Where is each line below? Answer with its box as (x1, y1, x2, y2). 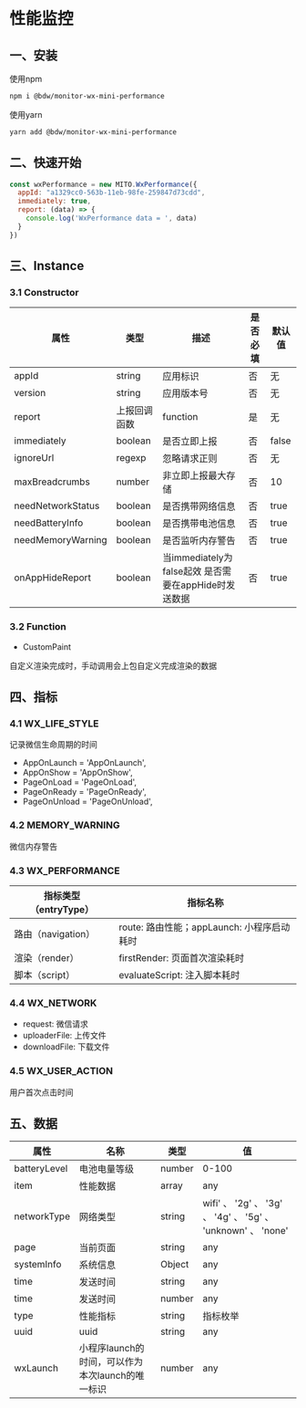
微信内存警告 (9, 840, 57, 851)
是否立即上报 (162, 435, 218, 448)
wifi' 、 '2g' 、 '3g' (202, 1197, 283, 1210)
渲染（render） (14, 951, 79, 964)
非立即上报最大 (162, 469, 227, 482)
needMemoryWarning (14, 534, 107, 547)
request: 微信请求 (22, 1018, 88, 1029)
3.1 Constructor (9, 287, 79, 298)
